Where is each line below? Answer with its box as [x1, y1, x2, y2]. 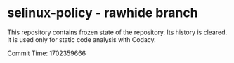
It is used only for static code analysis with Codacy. [7, 35, 156, 43]
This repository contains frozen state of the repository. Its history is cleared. [7, 28, 227, 36]
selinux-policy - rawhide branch [7, 5, 198, 21]
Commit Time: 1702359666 [7, 49, 86, 57]
